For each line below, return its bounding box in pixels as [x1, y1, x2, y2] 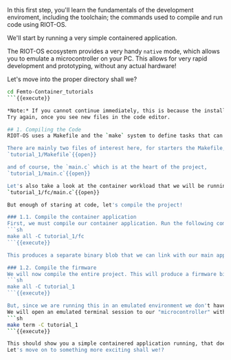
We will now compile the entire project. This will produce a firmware [7, 271, 217, 277]
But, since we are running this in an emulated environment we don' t [7, 302, 211, 309]
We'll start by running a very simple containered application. [7, 34, 177, 42]
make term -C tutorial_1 [7, 321, 78, 328]
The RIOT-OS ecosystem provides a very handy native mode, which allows [7, 47, 220, 55]
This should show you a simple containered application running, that [7, 340, 214, 347]
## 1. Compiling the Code [7, 126, 81, 133]
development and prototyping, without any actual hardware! [7, 62, 177, 70]
